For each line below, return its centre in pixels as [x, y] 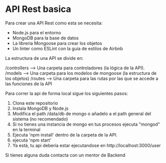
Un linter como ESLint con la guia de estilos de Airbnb [68, 48]
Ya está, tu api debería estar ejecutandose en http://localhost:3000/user [86, 145]
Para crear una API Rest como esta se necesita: [54, 23]
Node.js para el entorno [37, 32]
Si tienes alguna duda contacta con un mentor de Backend [65, 155]
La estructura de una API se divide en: [44, 58]
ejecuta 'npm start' [32, 140]
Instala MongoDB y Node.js [40, 108]
